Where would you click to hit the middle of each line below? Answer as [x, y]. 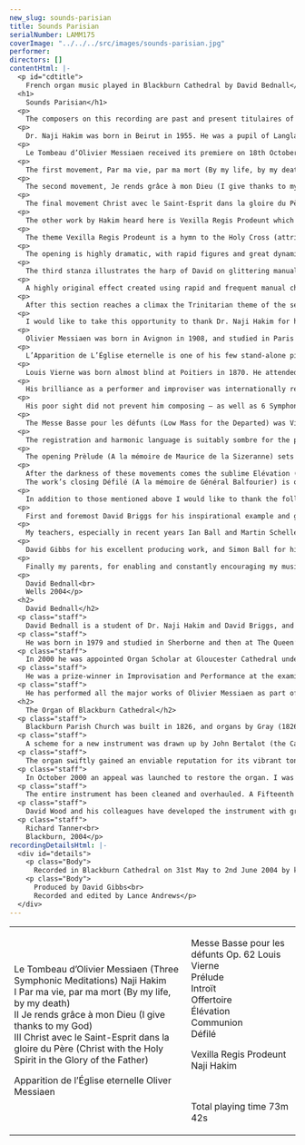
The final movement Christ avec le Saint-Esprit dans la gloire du [156, 204]
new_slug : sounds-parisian [60, 18]
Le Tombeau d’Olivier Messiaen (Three [97, 969]
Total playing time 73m [239, 1106]
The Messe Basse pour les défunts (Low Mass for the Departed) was [156, 423]
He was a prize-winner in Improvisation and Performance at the [150, 676]
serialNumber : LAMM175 [52, 35]
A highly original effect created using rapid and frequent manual [156, 288]
